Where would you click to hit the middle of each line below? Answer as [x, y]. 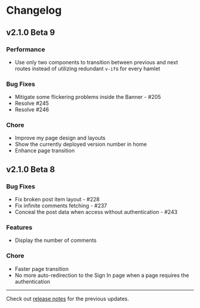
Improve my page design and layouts [60, 138]
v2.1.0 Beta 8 [31, 169]
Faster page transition [42, 269]
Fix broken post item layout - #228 [57, 200]
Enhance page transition [45, 151]
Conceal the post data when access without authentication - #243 [96, 212]
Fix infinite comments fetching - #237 [61, 206]
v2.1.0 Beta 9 [31, 32]
